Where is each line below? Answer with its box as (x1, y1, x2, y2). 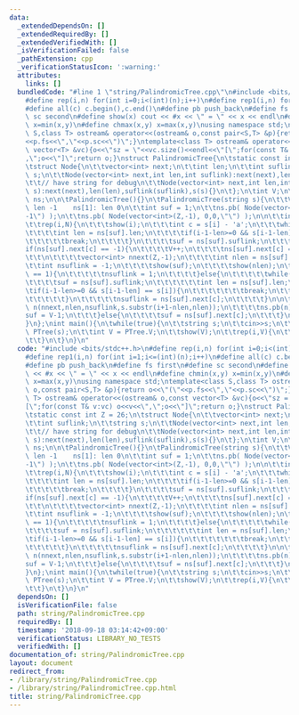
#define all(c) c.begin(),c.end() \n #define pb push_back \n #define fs (25, 104, 289, 113)
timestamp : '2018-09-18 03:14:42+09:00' (17, 625, 169, 635)
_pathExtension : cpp (17, 54, 93, 63)
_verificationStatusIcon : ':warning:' (17, 63, 162, 72)
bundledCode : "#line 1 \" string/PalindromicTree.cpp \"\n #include (17, 87, 265, 96)
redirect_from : (9, 667, 66, 676)
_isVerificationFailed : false (17, 46, 129, 55)
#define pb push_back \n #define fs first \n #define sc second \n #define (25, 361, 289, 370)
